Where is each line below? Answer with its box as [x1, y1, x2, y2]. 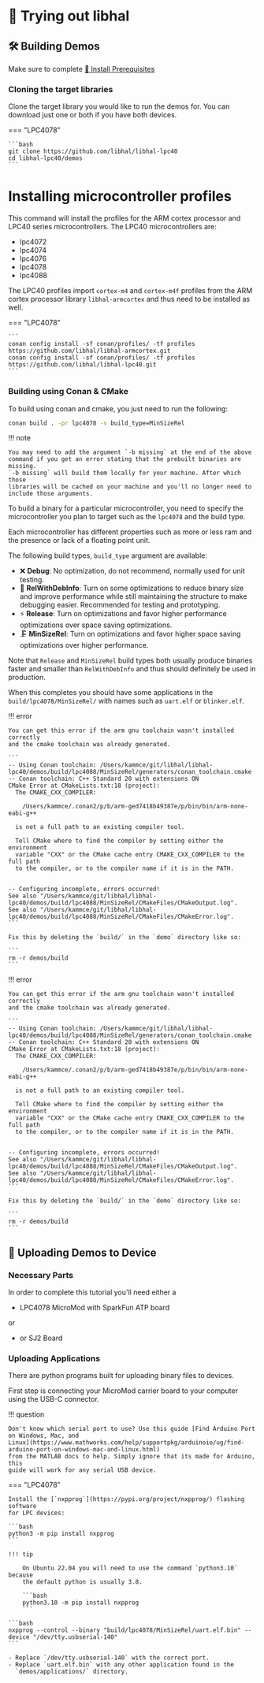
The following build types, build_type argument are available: [8, 551, 207, 560]
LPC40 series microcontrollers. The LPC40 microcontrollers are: [8, 222, 217, 232]
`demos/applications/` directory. [15, 1668, 128, 1676]
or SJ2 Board [19, 1333, 63, 1343]
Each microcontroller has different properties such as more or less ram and [8, 527, 252, 537]
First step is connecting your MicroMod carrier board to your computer [8, 1386, 239, 1395]
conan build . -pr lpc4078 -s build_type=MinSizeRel [8, 419, 185, 427]
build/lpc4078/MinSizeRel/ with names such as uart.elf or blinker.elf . [8, 697, 245, 706]
